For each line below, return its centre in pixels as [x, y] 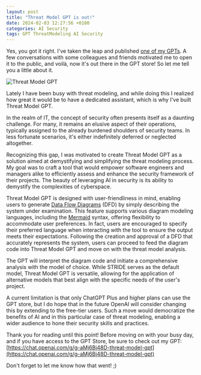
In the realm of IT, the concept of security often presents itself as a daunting [100, 118]
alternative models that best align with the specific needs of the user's [93, 280]
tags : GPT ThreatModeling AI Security [55, 34]
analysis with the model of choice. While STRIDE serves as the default [93, 267]
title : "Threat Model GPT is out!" [51, 17]
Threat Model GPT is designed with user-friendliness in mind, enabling [94, 198]
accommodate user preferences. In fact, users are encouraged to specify [97, 224]
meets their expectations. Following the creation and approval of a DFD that [100, 237]
